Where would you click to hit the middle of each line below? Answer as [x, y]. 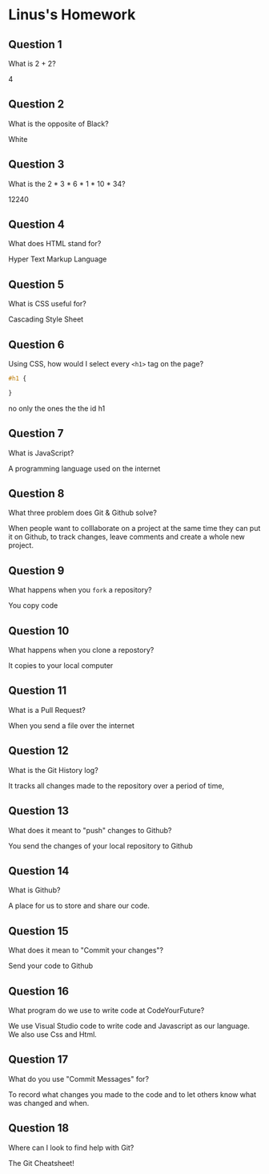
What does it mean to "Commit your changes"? [86, 950]
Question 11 [38, 691]
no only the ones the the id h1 [57, 408]
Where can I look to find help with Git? [71, 1148]
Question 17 [38, 1060]
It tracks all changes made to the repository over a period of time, [116, 785]
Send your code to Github [51, 966]
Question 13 [39, 811]
